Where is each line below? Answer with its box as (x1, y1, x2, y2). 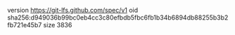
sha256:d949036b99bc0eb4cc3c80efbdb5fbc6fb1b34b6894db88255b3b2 (7, 13, 229, 22)
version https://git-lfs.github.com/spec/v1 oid (7, 6, 139, 14)
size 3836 (43, 21, 72, 29)
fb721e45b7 (7, 21, 42, 29)
